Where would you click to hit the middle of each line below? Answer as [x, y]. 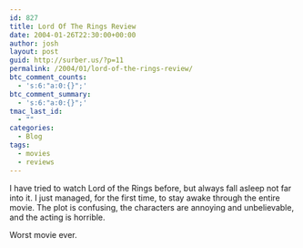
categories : [32, 129]
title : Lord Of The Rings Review [73, 26]
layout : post [34, 52]
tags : [20, 145]
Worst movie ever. [43, 234]
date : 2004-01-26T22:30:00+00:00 [73, 35]
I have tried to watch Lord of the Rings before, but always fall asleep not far [151, 188]
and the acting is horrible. [58, 217]
